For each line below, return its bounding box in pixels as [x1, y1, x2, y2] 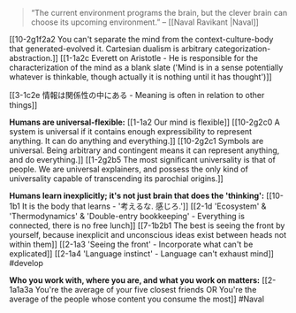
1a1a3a [9, 285, 34, 294]
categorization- [214, 43, 271, 54]
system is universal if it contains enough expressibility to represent [9, 126, 253, 136]
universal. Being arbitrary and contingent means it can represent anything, [9, 145, 280, 156]
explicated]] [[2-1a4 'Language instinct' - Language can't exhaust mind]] [9, 248, 274, 259]
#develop [9, 258, 44, 268]
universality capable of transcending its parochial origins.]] [9, 173, 224, 184]
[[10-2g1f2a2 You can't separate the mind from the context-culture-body [9, 34, 274, 44]
